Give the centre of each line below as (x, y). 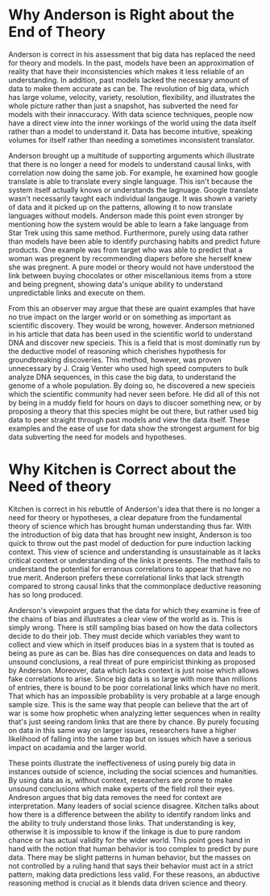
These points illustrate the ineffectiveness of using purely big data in (122, 763)
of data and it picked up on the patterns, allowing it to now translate (120, 206)
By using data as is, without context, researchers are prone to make (120, 780)
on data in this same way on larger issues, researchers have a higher (123, 730)
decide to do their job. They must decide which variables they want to (124, 636)
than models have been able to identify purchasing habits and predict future (134, 241)
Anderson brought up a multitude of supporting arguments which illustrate (132, 156)
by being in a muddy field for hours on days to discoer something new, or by (135, 402)
